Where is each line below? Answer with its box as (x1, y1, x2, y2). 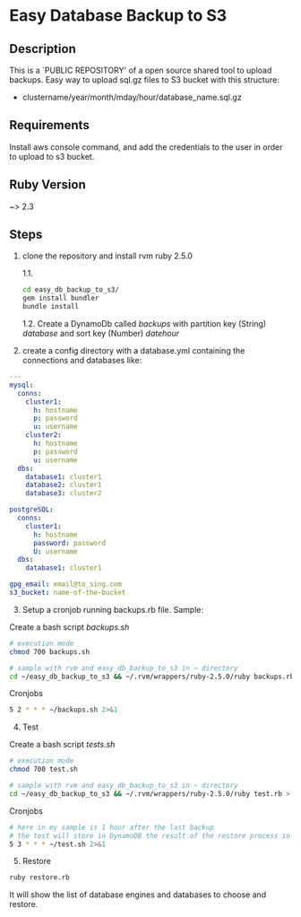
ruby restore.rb (9, 873, 70, 882)
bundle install (21, 302, 80, 311)
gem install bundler (21, 293, 99, 303)
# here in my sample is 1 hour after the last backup (9, 823, 215, 832)
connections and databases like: (21, 355, 142, 366)
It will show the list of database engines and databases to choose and (9, 889, 267, 900)
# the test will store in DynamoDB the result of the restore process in (9, 831, 291, 840)
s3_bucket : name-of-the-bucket (9, 589, 126, 598)
